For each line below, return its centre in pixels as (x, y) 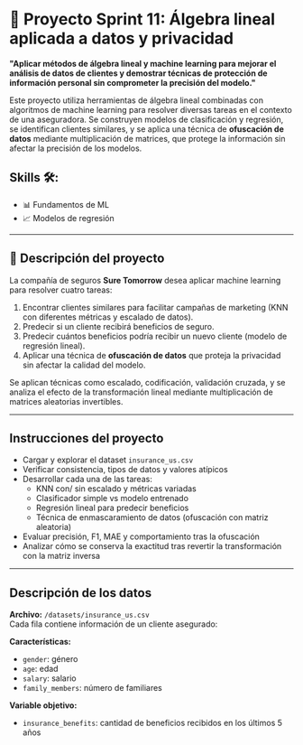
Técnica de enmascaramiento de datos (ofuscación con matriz (152, 517)
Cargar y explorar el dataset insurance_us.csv (108, 460)
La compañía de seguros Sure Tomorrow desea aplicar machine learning (145, 280)
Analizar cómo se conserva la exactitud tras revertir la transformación (152, 546)
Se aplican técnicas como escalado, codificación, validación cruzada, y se (147, 382)
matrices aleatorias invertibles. (66, 401)
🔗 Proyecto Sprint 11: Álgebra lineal (142, 19)
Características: (41, 642)
